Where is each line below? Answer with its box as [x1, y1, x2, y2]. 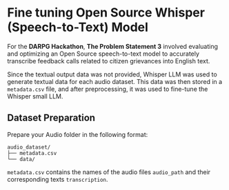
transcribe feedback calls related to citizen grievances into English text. [7, 56, 210, 65]
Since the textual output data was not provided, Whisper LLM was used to [7, 70, 217, 78]
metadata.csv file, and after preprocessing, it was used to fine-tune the [7, 85, 208, 93]
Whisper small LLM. [7, 92, 63, 101]
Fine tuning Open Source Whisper [7, 5, 206, 21]
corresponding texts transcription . [7, 175, 108, 183]
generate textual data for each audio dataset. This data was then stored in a [7, 77, 223, 85]
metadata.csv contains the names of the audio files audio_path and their [7, 167, 211, 176]
